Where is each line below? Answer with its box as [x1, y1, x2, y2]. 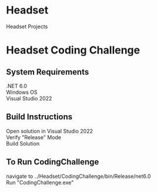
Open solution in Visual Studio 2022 [6, 127, 93, 134]
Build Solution [6, 140, 40, 147]
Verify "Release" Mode [6, 133, 62, 141]
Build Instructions [6, 112, 73, 122]
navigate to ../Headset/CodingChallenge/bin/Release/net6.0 [6, 173, 151, 180]
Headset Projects [6, 23, 48, 30]
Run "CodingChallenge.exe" [6, 178, 74, 186]
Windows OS [6, 89, 38, 96]
